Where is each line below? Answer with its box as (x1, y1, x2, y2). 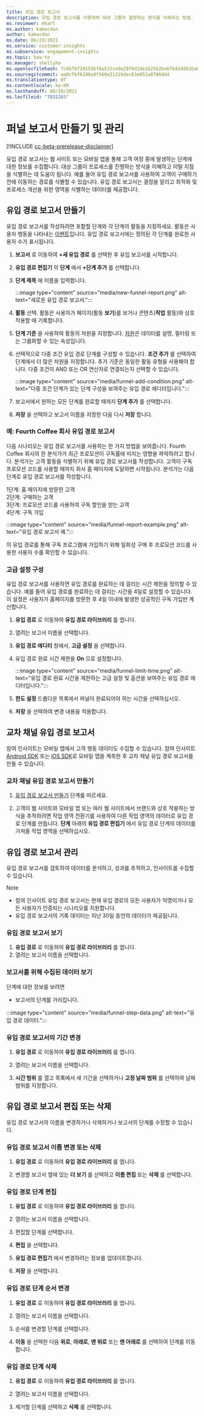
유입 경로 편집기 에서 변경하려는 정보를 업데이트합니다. (15, 1255, 143, 1262)
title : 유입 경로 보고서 (6, 9, 61, 15)
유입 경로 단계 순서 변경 (6, 1284, 70, 1292)
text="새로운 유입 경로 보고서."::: (15, 296, 93, 303)
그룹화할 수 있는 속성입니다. (21, 337, 87, 344)
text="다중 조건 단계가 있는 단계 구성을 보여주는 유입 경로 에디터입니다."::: (15, 384, 189, 392)
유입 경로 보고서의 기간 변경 (6, 1033, 81, 1042)
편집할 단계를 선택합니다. (15, 1228, 74, 1236)
